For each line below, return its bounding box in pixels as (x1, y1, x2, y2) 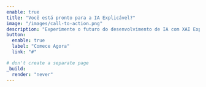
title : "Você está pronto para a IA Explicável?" (6, 15, 136, 21)
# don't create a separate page (6, 59, 89, 66)
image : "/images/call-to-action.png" (6, 20, 103, 26)
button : (6, 32, 26, 38)
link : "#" (12, 49, 37, 55)
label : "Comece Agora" (12, 43, 70, 50)
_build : (6, 66, 26, 72)
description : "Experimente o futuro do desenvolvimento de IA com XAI (6, 26, 191, 32)
